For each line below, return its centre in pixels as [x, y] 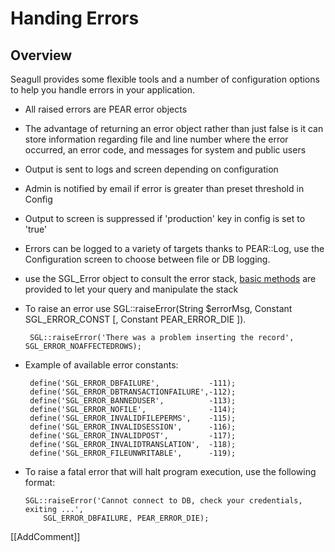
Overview [41, 55]
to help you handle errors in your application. [103, 90]
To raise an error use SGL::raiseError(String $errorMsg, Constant [158, 308]
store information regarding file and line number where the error [156, 139]
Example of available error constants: [101, 365]
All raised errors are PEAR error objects [106, 109]
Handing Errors [75, 18]
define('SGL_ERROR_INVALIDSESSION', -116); [133, 427]
